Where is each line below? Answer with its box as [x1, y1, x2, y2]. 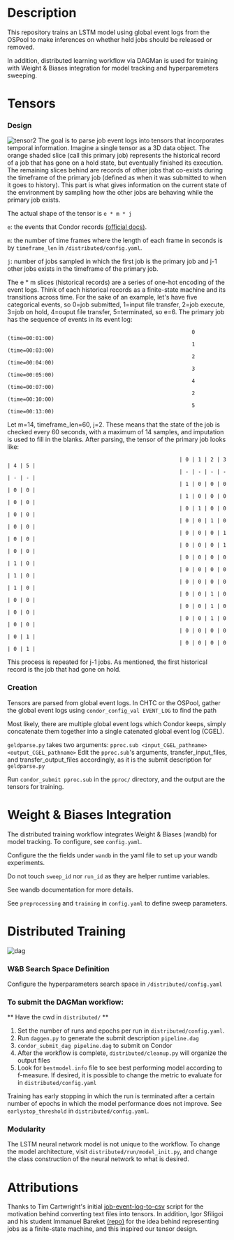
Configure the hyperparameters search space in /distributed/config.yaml [7, 980, 223, 988]
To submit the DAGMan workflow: [7, 997, 124, 1007]
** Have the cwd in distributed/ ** [7, 1013, 109, 1021]
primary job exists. [7, 195, 61, 204]
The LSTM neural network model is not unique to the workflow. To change [7, 1140, 221, 1149]
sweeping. [7, 71, 37, 80]
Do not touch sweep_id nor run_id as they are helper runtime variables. [7, 871, 210, 880]
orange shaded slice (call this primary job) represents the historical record [7, 152, 221, 160]
